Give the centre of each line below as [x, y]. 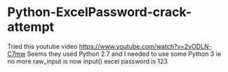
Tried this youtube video [42, 46]
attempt [31, 27]
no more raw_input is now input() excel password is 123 [88, 61]
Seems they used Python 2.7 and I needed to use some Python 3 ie [124, 54]
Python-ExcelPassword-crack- [99, 12]
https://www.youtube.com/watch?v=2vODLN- [145, 46]
